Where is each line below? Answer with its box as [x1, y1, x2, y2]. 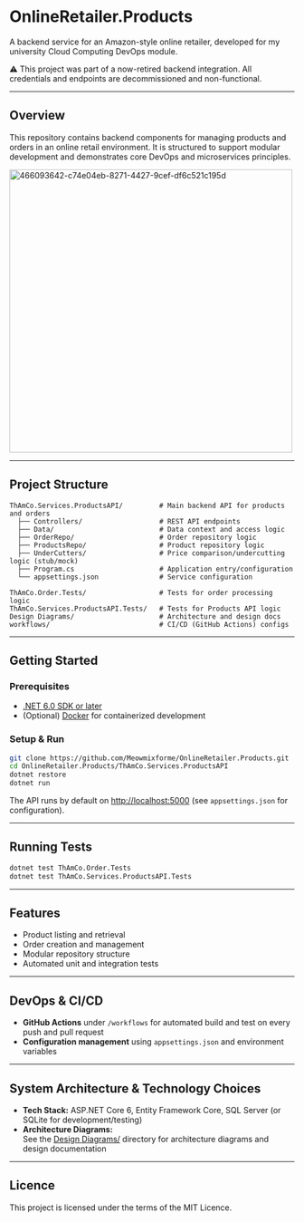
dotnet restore [9, 770, 67, 780]
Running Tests [9, 840, 92, 855]
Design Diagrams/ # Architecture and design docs [9, 611, 281, 621]
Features [9, 906, 61, 920]
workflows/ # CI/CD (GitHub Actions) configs [9, 620, 290, 629]
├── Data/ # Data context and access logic [17, 524, 285, 534]
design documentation [22, 1143, 107, 1154]
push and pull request [22, 1026, 104, 1038]
